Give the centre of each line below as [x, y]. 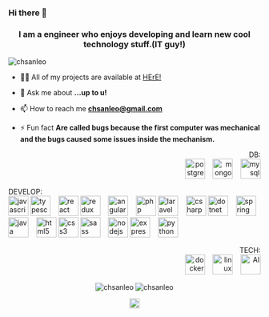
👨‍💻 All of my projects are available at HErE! [90, 77]
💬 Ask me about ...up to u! [63, 93]
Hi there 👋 [28, 13]
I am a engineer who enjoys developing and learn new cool [134, 34]
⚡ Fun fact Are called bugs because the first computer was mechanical [140, 128]
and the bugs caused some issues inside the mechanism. [117, 139]
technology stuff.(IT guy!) [134, 44]
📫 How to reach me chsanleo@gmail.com [91, 109]
